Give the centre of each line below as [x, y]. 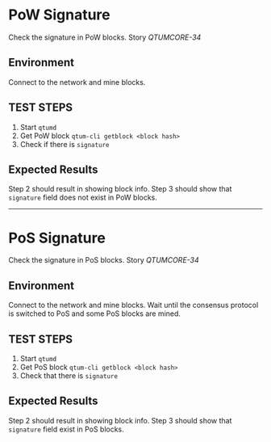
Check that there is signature [69, 375]
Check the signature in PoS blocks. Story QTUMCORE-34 [104, 260]
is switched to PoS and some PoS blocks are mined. [95, 314]
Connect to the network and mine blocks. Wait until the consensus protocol [133, 305]
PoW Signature [59, 15]
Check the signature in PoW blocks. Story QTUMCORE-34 [105, 37]
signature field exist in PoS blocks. [67, 429]
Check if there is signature [65, 144]
